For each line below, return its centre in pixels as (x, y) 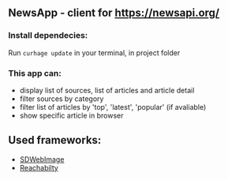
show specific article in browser (71, 115)
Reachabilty (39, 167)
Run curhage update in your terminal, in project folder (94, 52)
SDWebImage (42, 159)
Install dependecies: (48, 36)
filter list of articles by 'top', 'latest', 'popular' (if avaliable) (113, 107)
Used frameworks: (55, 140)
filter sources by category (62, 99)
